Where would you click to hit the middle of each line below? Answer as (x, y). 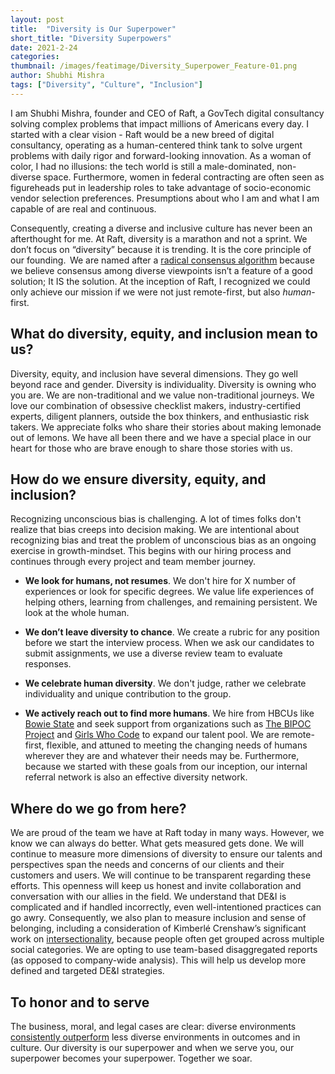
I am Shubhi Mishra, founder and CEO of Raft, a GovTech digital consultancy (167, 113)
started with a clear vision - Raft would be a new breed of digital (142, 134)
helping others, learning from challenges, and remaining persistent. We (171, 602)
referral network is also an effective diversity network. (136, 777)
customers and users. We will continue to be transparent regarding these (161, 875)
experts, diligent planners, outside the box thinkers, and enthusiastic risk (160, 416)
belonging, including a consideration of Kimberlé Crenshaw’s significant (158, 928)
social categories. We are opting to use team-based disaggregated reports (164, 950)
